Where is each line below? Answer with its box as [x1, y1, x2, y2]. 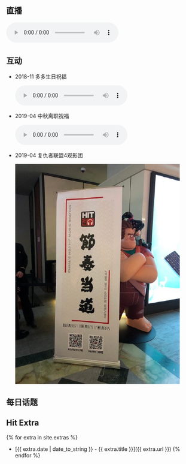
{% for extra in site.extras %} [6, 433, 78, 441]
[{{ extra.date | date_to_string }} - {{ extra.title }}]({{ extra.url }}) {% [14, 445, 181, 453]
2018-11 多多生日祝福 [14, 73, 67, 80]
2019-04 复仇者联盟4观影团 [14, 152, 83, 159]
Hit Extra [6, 418, 39, 428]
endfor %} [14, 451, 41, 459]
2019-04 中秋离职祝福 [14, 112, 69, 119]
